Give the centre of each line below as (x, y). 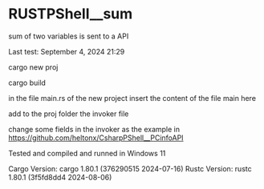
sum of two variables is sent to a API (69, 36)
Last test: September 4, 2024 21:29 (67, 51)
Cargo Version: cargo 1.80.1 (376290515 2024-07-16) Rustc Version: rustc (130, 168)
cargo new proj (33, 67)
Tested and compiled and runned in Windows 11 (87, 153)
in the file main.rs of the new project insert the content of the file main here (132, 98)
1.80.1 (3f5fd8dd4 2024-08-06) (60, 177)
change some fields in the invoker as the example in (94, 129)
